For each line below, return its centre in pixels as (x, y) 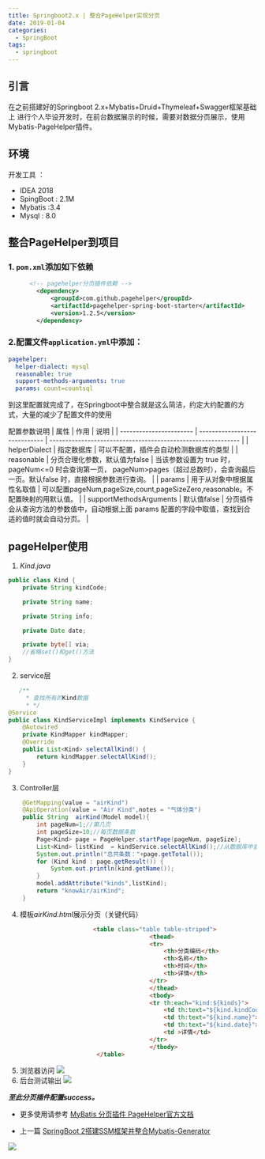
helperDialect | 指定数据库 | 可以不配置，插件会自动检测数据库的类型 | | (123, 450)
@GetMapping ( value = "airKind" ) (75, 803)
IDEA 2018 (36, 190)
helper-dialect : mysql (52, 366)
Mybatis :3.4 (40, 207)
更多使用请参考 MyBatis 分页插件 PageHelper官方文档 (107, 1114)
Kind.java (35, 566)
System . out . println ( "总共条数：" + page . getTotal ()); (120, 854)
